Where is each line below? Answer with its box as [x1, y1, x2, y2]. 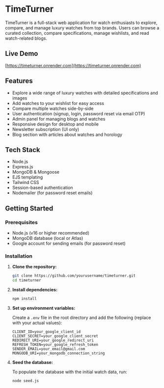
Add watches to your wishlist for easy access [12, 100, 105, 106]
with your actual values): [12, 320, 62, 326]
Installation [5, 253, 33, 259]
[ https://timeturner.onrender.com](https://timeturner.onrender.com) [5, 62, 141, 68]
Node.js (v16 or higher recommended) [12, 230, 89, 236]
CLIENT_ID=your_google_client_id [12, 329, 81, 334]
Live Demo [5, 50, 38, 58]
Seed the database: [12, 359, 53, 365]
